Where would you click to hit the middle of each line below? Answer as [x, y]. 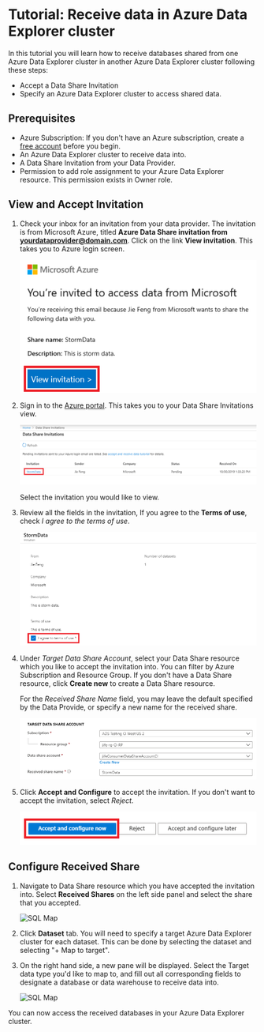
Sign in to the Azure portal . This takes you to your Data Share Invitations [136, 405]
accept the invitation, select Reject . [76, 800]
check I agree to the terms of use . [74, 521]
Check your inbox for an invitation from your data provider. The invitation [138, 224]
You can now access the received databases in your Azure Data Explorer [126, 1012]
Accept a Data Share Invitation [69, 85]
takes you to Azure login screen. [72, 249]
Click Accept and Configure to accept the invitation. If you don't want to [137, 793]
